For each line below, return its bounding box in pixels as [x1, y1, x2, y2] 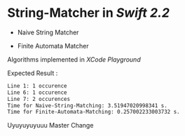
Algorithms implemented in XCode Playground [7, 55, 142, 64]
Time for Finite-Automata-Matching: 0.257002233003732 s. [7, 109, 180, 116]
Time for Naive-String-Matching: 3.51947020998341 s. [7, 102, 168, 109]
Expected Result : [7, 69, 58, 77]
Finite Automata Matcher [17, 41, 89, 50]
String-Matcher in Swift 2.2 [7, 5, 170, 21]
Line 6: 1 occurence [7, 89, 68, 96]
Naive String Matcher [17, 28, 79, 36]
